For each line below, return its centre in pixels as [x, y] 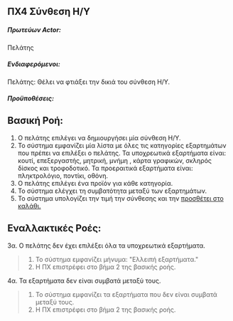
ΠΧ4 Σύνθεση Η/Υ [49, 12]
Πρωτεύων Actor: [34, 30]
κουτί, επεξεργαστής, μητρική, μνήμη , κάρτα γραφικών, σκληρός [114, 160]
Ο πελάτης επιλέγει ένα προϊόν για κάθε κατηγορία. [95, 183]
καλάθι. [29, 206]
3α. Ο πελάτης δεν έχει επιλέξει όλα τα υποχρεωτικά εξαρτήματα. [107, 246]
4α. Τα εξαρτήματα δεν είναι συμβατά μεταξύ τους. [84, 280]
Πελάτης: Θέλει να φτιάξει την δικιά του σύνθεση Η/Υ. [89, 82]
